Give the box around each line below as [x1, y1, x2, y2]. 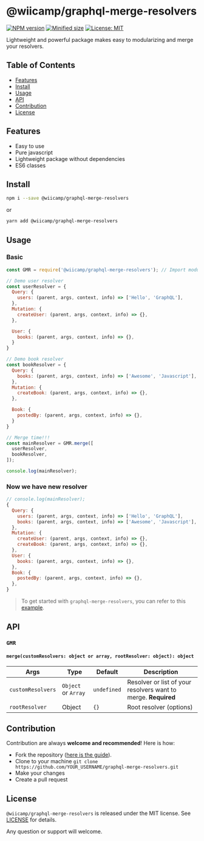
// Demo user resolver [6, 277, 64, 284]
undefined [93, 686, 121, 693]
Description [143, 667, 178, 676]
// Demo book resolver [6, 356, 64, 363]
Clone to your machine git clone [15, 758, 98, 765]
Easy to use [15, 142, 44, 149]
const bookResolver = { [6, 362, 67, 368]
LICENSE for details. [6, 816, 57, 823]
